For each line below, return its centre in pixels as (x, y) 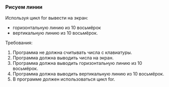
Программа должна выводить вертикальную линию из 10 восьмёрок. (88, 74)
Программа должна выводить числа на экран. (63, 58)
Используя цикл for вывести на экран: (47, 18)
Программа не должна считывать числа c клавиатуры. (72, 53)
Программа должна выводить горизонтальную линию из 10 (77, 63)
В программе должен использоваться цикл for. (64, 79)
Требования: (19, 43)
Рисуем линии (24, 7)
